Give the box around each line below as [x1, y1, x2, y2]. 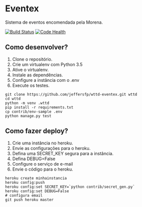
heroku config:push [5, 180, 45, 185]
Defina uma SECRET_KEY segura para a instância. [12, 150, 114, 156]
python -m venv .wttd [5, 101, 50, 105]
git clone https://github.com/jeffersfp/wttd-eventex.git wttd [5, 92, 138, 97]
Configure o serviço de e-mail [12, 161, 73, 167]
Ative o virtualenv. [12, 67, 49, 72]
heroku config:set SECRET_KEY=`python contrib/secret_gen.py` [5, 184, 135, 189]
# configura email [5, 193, 43, 198]
